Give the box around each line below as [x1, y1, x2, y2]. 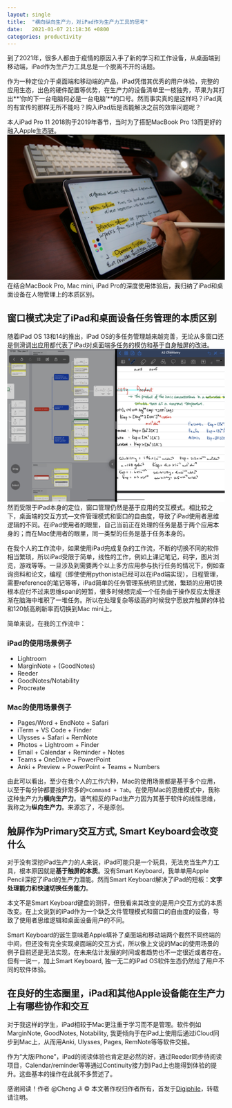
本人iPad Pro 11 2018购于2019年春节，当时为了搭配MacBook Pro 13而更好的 [7, 118, 222, 126]
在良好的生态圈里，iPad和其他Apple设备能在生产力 [7, 987, 225, 999]
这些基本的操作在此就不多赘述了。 [19, 1069, 116, 1078]
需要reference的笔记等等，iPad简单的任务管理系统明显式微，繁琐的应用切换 [7, 579, 223, 587]
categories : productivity [7, 33, 81, 40]
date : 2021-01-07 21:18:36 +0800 [7, 26, 110, 33]
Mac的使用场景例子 [7, 702, 72, 712]
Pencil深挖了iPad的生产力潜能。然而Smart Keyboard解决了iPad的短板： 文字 [7, 875, 222, 883]
